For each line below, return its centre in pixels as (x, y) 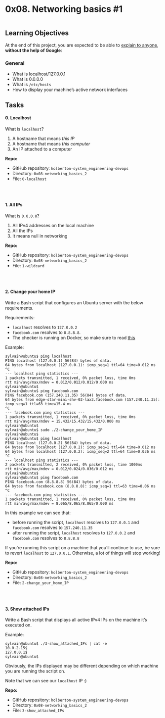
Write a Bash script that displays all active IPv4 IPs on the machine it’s (76, 620)
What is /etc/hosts (32, 85)
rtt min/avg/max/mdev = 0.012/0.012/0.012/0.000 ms (59, 383)
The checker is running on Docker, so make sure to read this (74, 338)
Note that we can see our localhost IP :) (46, 681)
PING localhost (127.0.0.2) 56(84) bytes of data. (58, 443)
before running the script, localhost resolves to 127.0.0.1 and (76, 523)
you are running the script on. (35, 671)
